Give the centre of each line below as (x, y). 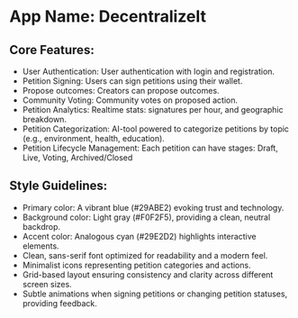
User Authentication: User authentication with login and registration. (149, 71)
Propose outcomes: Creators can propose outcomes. (121, 91)
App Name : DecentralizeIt (108, 17)
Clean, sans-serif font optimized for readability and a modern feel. (145, 255)
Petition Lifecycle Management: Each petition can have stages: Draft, (150, 148)
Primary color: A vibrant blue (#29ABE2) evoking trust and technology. (153, 207)
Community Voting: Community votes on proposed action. (130, 100)
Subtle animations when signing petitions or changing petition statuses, (155, 294)
